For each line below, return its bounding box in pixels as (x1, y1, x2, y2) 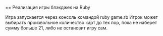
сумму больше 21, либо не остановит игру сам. (5, 25, 108, 31)
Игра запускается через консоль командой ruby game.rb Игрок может (5, 14, 158, 20)
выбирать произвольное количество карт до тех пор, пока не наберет (5, 20, 157, 25)
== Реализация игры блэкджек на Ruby (5, 5, 91, 10)
